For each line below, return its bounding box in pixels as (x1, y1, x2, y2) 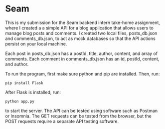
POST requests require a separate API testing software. (5, 118, 119, 124)
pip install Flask (5, 80, 43, 85)
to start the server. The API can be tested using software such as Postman (5, 107, 158, 113)
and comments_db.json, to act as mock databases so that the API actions (5, 35, 156, 41)
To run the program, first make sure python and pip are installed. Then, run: (5, 70, 160, 76)
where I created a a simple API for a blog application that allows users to (5, 24, 154, 30)
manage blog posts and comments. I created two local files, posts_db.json (5, 30, 158, 36)
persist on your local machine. (5, 40, 67, 46)
